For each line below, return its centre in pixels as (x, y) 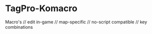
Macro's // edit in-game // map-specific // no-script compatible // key (76, 22)
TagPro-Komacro (41, 8)
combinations (19, 27)
